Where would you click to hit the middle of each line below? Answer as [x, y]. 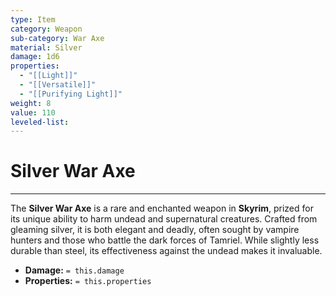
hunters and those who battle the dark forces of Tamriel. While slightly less [165, 240]
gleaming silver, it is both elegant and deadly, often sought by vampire [155, 230]
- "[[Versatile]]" [58, 85]
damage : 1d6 [35, 57]
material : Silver [46, 47]
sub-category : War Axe [57, 38]
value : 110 [33, 112]
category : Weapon [46, 29]
